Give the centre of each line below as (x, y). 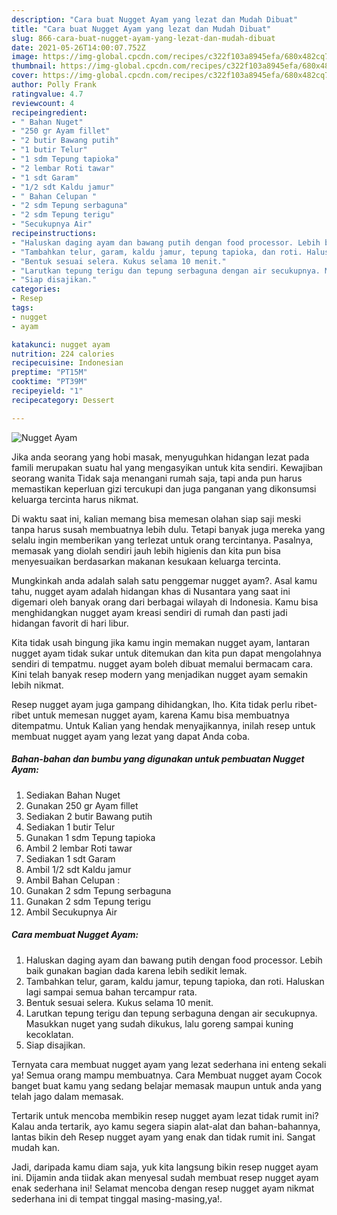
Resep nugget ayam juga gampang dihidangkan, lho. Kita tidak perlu (152, 704)
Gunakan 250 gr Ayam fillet (82, 805)
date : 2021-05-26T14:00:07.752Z (78, 47)
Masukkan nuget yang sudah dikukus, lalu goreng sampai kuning (159, 1023)
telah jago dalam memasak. (67, 1096)
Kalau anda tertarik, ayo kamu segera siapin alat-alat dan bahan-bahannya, (166, 1126)
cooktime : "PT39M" (49, 382)
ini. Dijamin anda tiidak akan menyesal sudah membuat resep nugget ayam (165, 1177)
